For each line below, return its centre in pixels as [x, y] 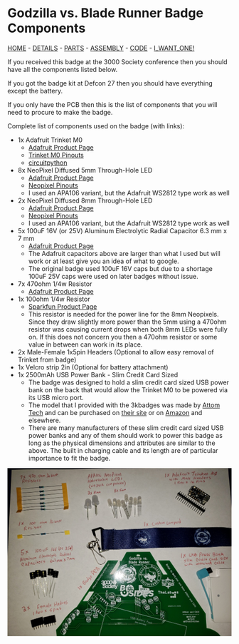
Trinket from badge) [47, 359]
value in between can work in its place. [85, 344]
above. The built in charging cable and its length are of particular [123, 450]
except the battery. [35, 91]
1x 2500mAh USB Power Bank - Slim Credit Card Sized [98, 374]
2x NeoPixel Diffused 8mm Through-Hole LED [85, 200]
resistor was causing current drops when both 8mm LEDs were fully [128, 329]
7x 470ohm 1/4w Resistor [55, 284]
